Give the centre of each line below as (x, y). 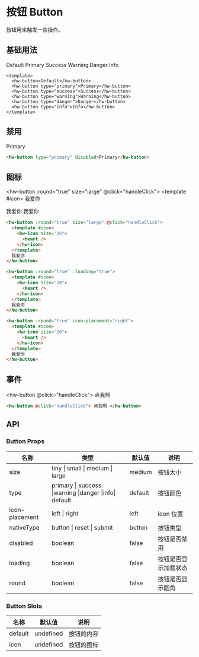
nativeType (24, 527)
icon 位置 (171, 514)
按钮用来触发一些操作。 (35, 30)
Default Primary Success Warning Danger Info (62, 65)
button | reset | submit (82, 527)
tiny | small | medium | (82, 468)
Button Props (25, 441)
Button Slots (24, 606)
